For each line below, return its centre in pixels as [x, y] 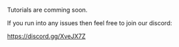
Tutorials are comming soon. [47, 10]
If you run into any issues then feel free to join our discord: [90, 23]
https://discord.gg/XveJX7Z [46, 36]
